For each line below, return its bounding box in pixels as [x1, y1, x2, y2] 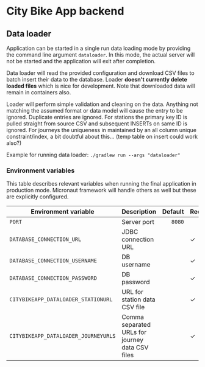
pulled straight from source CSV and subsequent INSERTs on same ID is [6, 120, 188, 127]
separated [121, 321, 151, 329]
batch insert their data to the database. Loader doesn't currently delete [6, 76, 187, 83]
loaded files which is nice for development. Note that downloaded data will [6, 82, 195, 89]
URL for [121, 288, 143, 296]
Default [162, 208, 184, 216]
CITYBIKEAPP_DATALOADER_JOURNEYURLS [9, 333, 116, 340]
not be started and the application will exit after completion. [6, 58, 156, 65]
